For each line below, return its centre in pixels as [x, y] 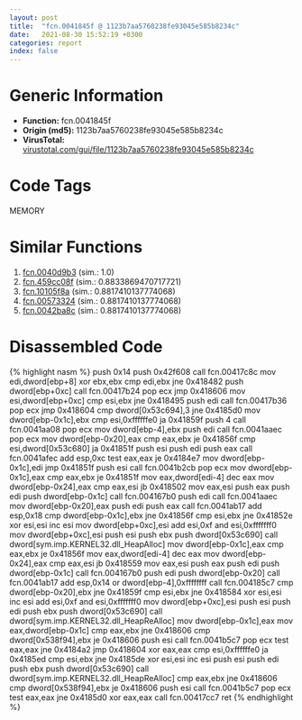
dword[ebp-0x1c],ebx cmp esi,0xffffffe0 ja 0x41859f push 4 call [128, 419]
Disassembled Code [86, 347]
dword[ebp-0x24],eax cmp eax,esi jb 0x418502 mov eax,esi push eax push [150, 487]
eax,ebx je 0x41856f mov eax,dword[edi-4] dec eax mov [115, 553]
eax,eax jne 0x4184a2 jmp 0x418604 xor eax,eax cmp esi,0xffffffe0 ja [139, 649]
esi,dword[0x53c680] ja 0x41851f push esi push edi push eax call [131, 448]
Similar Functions [76, 247]
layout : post [34, 18]
